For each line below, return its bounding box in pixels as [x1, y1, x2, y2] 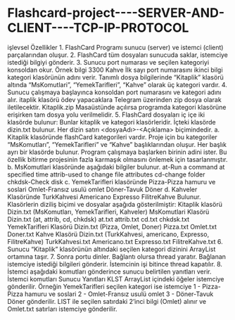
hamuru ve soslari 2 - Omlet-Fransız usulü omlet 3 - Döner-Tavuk [24, 290, 214, 298]
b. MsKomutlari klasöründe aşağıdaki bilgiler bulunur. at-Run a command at [7, 162, 225, 171]
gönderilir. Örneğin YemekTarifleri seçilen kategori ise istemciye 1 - [7, 282, 201, 290]
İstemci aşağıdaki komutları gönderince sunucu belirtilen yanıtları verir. [7, 267, 212, 276]
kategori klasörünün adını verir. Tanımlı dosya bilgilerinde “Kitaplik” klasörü [7, 72, 224, 82]
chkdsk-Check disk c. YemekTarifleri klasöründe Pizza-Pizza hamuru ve [7, 177, 216, 186]
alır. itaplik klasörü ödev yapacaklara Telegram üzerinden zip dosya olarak [7, 95, 222, 103]
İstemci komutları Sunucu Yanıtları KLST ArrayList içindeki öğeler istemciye [7, 274, 224, 283]
